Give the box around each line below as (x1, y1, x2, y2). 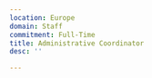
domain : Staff (9, 22, 64, 31)
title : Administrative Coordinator (9, 38, 145, 48)
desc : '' (9, 47, 43, 56)
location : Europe (9, 13, 76, 23)
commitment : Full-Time (9, 30, 96, 39)
